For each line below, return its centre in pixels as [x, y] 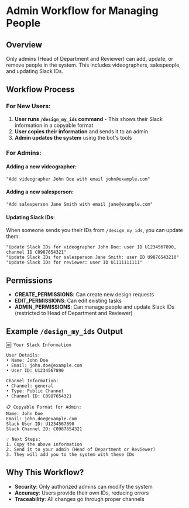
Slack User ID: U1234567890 [40, 424]
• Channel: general [30, 386]
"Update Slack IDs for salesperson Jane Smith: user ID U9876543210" [93, 258]
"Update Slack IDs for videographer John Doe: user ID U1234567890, [91, 247]
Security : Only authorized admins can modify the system [84, 486]
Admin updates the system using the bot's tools [73, 137]
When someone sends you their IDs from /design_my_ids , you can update [94, 230]
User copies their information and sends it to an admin [81, 131]
